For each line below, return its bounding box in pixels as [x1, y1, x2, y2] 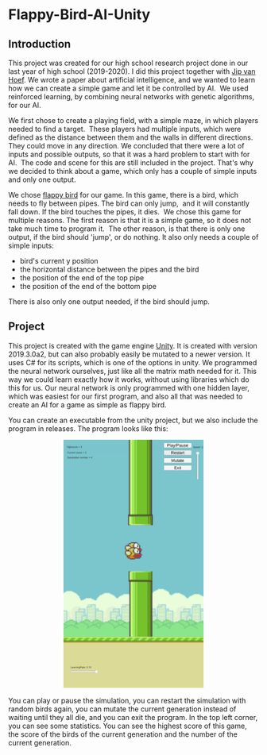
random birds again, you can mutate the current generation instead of [8, 704, 237, 714]
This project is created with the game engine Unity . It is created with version [8, 341, 258, 350]
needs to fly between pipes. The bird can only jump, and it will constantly [8, 198, 250, 208]
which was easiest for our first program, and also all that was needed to [8, 391, 243, 401]
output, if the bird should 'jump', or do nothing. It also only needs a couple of [8, 233, 259, 241]
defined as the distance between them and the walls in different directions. [8, 133, 253, 142]
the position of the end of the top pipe [19, 273, 145, 283]
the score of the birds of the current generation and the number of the [8, 729, 238, 739]
